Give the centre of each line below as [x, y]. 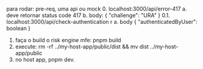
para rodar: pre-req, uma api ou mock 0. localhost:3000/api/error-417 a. [97, 9]
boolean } [19, 28]
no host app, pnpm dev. [45, 60]
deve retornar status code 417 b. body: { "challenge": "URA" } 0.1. [88, 15]
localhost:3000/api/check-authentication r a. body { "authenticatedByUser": [102, 22]
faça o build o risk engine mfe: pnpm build [68, 40]
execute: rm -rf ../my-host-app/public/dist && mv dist [82, 46]
